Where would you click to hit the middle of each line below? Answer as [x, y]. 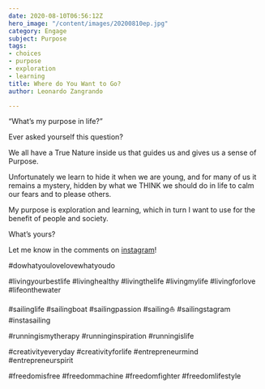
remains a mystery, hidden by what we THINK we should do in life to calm [131, 186]
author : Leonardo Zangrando [56, 91]
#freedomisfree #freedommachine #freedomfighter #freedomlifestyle [125, 376]
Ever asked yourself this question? [66, 137]
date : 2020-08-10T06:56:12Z [56, 16]
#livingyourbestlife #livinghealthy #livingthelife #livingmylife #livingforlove [132, 281]
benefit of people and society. [59, 219]
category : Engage [38, 31]
